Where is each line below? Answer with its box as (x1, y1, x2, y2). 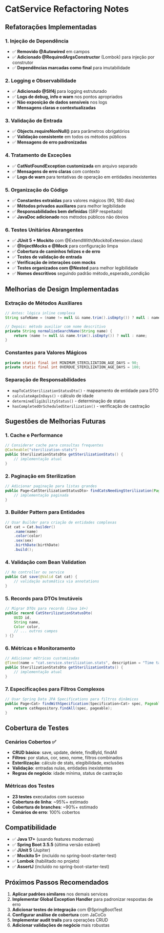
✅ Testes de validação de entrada (12, 254, 82, 260)
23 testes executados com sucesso (12, 793, 84, 799)
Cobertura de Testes (5, 724, 69, 732)
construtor (12, 60, 34, 65)
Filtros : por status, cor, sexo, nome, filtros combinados (12, 755, 123, 761)
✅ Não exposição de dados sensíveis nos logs (12, 99, 107, 105)
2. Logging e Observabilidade (5, 77, 77, 84)
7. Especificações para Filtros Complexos (5, 685, 105, 692)
